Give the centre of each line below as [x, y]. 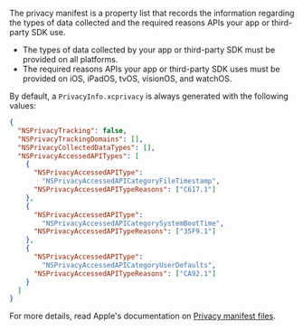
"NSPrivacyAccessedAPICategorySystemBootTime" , [133, 223]
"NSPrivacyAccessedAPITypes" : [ [79, 156]
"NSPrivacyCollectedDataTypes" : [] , [86, 147]
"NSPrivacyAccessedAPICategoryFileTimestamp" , [131, 181]
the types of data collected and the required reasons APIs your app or [139, 23]
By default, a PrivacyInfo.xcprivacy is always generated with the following [149, 96]
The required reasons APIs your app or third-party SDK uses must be [151, 69]
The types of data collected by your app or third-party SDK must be [149, 50]
